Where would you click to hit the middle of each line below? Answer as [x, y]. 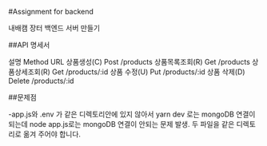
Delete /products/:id [41, 81]
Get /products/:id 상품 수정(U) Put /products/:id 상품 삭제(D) [148, 72]
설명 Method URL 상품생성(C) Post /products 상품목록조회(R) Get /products [129, 62]
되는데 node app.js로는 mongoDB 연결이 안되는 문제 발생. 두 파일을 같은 [122, 124]
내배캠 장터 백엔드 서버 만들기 [54, 28]
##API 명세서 [29, 45]
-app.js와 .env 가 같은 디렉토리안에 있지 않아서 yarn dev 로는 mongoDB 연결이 [132, 114]
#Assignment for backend [51, 12]
